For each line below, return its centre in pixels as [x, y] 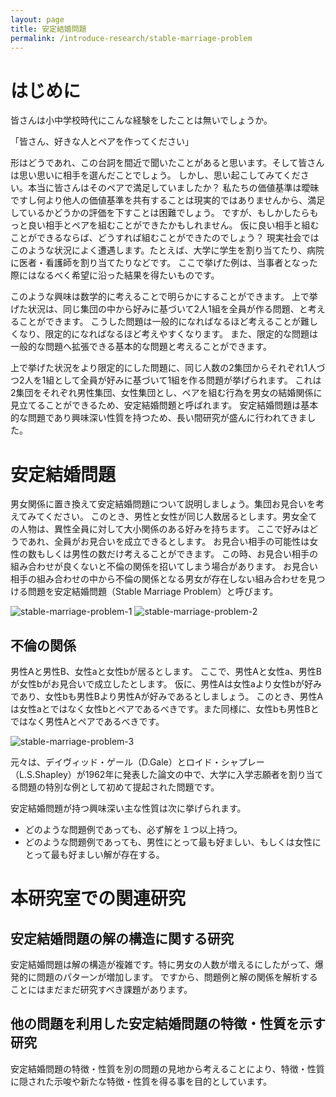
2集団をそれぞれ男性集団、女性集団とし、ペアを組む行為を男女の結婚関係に [166, 393]
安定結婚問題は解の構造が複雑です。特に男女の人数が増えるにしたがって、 [162, 965]
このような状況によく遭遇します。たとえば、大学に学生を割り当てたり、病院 [167, 250]
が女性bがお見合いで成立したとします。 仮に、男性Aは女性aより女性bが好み [166, 684]
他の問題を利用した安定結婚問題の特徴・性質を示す [168, 1024]
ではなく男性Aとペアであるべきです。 [87, 722]
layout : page [37, 19]
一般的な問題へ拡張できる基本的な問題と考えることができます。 [141, 347]
